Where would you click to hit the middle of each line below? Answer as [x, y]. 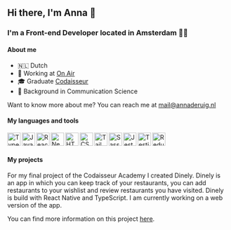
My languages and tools [43, 121]
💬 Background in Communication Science [78, 91]
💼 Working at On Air [46, 73]
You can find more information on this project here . [81, 219]
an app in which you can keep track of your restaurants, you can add [107, 182]
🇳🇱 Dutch [32, 65]
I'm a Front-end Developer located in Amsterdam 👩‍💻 [98, 33]
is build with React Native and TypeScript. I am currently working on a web [115, 198]
